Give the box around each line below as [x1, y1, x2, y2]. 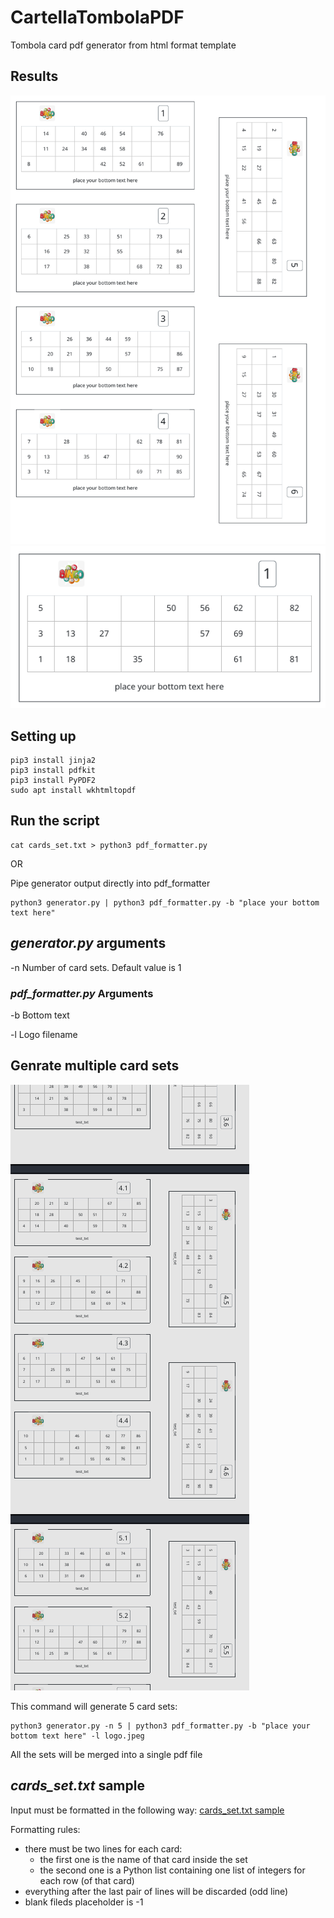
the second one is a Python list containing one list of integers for [39, 1864, 306, 1876]
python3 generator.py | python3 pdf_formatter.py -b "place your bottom [10, 897, 320, 908]
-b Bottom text [10, 1009, 70, 1021]
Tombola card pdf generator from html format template [10, 39, 237, 51]
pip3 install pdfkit [10, 765, 97, 775]
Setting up [10, 727, 77, 745]
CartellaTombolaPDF [10, 6, 185, 29]
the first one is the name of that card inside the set [39, 1853, 248, 1865]
